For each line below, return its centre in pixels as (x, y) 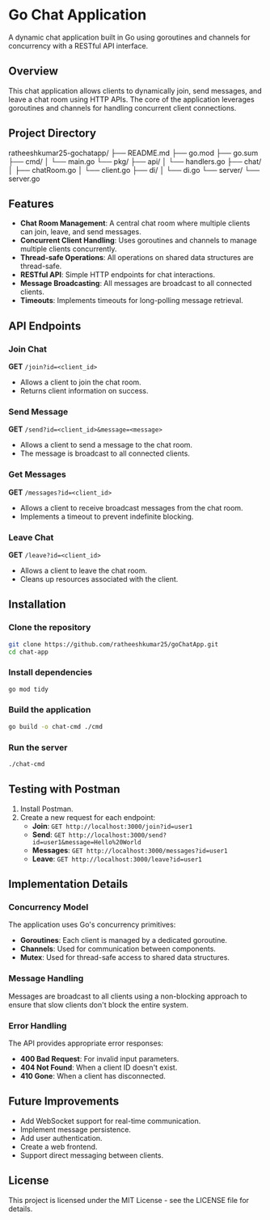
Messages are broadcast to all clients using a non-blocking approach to (128, 996)
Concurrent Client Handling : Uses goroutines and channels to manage (138, 241)
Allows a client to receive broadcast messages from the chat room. (132, 507)
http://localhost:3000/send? (118, 835)
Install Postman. (47, 809)
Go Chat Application (78, 15)
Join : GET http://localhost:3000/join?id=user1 (112, 826)
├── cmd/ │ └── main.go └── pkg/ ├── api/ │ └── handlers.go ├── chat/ (135, 161)
